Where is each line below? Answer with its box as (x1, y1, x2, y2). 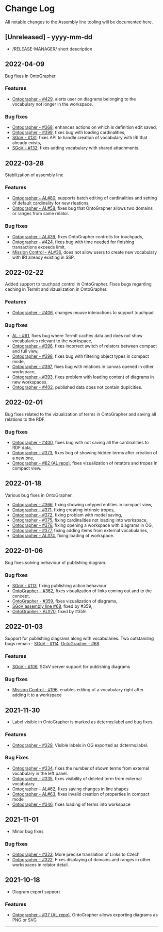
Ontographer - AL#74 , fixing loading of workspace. (12, 533, 114, 538)
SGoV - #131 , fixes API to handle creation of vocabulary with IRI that (12, 134, 147, 141)
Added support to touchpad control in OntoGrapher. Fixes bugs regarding (5, 281, 152, 287)
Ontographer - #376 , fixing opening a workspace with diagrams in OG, (12, 522, 153, 528)
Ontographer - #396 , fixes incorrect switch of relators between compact (12, 343, 157, 349)
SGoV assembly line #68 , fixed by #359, (12, 603, 93, 609)
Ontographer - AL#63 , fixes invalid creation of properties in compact (12, 791, 149, 797)
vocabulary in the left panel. (12, 770, 68, 776)
